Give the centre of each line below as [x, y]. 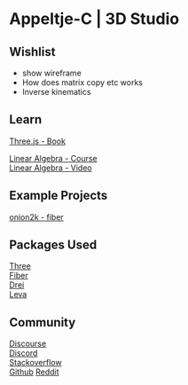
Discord [23, 353]
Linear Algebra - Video [51, 168]
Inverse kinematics [56, 92]
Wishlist [32, 52]
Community [43, 322]
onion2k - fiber [36, 216]
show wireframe [51, 73]
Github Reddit [34, 372]
